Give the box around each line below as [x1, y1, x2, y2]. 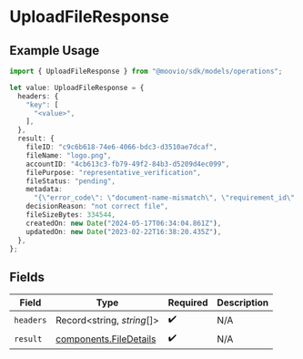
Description [217, 296, 269, 309]
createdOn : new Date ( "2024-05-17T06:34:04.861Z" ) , [25, 219, 222, 228]
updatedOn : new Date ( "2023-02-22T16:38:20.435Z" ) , [25, 227, 222, 236]
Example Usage [9, 43, 100, 58]
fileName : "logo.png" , [25, 150, 112, 160]
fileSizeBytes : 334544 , [25, 210, 116, 220]
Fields [9, 269, 45, 284]
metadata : [25, 185, 64, 194]
